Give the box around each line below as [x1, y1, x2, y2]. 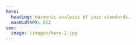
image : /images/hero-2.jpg [11, 30, 78, 36]
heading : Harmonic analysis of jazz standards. [11, 14, 131, 20]
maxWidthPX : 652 [11, 19, 51, 25]
